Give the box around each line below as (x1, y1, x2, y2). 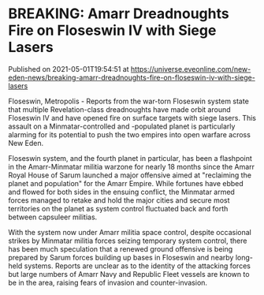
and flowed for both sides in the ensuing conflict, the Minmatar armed (8, 187, 235, 196)
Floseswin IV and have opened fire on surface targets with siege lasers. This (8, 113, 257, 122)
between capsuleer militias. (8, 212, 98, 222)
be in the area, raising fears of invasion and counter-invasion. (8, 278, 207, 287)
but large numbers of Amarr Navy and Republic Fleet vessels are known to (8, 269, 250, 278)
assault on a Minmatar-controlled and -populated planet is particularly (8, 121, 236, 131)
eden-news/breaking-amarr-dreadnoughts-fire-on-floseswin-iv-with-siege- (8, 73, 256, 82)
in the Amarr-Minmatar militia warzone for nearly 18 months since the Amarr (8, 162, 255, 171)
